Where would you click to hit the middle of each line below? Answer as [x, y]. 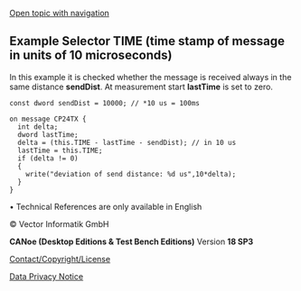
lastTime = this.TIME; [60, 150]
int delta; [38, 127]
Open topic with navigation [60, 13]
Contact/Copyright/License [60, 259]
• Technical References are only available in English [106, 206]
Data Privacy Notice [47, 276]
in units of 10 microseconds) [91, 55]
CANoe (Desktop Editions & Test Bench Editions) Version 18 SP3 [132, 241]
